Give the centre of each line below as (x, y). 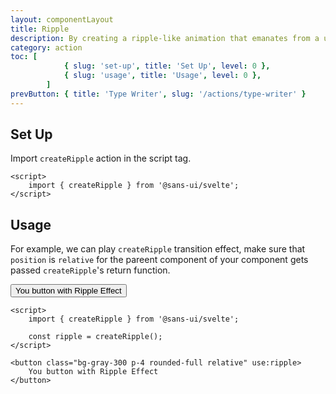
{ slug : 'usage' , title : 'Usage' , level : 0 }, (162, 76)
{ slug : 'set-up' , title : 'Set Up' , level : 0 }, (167, 66)
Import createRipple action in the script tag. (101, 158)
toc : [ (24, 57)
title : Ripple (40, 29)
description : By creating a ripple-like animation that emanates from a (165, 38)
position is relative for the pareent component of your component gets (159, 260)
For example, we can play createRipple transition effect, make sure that (158, 249)
